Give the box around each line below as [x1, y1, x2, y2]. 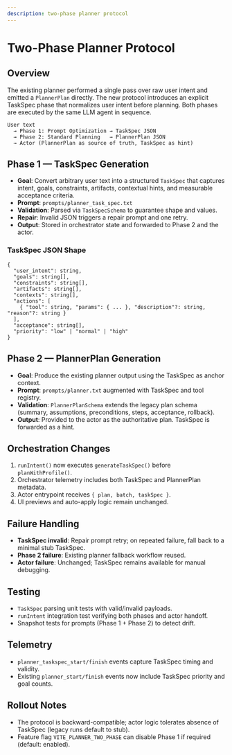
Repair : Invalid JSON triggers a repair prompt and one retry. [17, 213, 188, 222]
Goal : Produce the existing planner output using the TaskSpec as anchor [17, 371, 225, 380]
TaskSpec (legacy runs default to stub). [17, 725, 130, 734]
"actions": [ [13, 297, 51, 305]
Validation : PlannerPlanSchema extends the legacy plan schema [17, 400, 197, 409]
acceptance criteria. [17, 191, 75, 199]
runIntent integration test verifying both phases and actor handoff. [17, 611, 208, 620]
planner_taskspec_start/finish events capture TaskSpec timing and [17, 657, 213, 666]
